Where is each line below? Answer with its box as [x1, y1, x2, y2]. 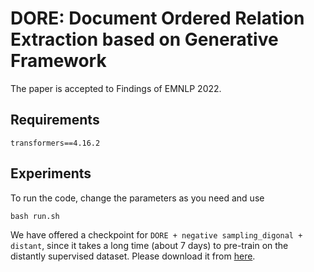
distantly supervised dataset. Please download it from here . [10, 250, 256, 262]
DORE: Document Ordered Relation [10, 7, 305, 30]
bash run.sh [10, 211, 60, 221]
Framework [10, 50, 107, 72]
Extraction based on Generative [10, 28, 279, 51]
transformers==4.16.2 [10, 138, 101, 148]
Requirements [10, 112, 100, 129]
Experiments [10, 165, 92, 182]
